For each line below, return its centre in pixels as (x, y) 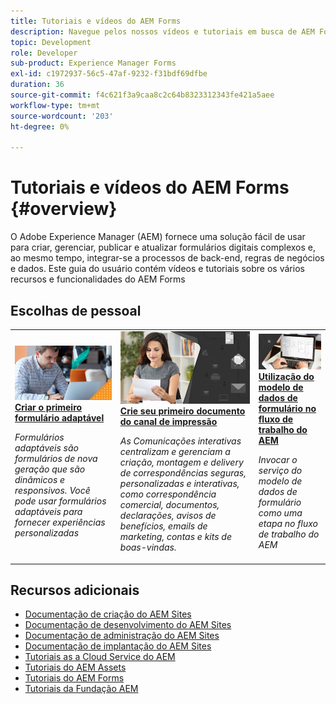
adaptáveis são (46, 447)
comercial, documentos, (169, 505)
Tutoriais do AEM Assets (75, 667)
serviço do (280, 470)
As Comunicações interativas (180, 441)
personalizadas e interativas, (179, 484)
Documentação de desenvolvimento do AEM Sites (128, 625)
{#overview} (64, 209)
